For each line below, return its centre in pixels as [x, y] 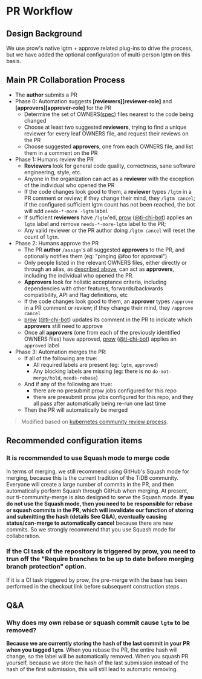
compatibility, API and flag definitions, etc [76, 295]
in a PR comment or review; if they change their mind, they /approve [109, 307]
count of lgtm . [41, 237]
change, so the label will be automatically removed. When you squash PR [97, 657]
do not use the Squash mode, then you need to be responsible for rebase [99, 503]
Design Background [44, 34]
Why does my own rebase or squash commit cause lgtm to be [98, 623]
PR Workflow [40, 11]
